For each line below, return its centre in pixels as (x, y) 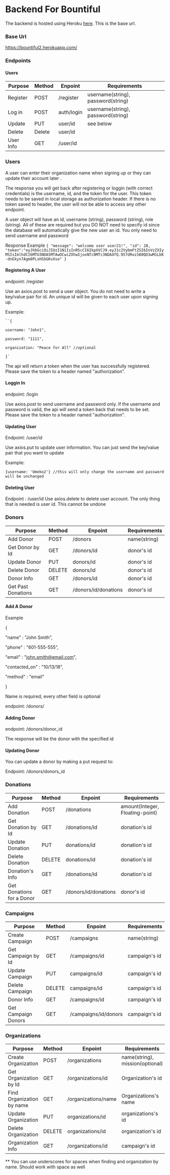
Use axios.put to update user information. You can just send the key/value (82, 447)
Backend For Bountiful (53, 9)
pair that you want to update (35, 453)
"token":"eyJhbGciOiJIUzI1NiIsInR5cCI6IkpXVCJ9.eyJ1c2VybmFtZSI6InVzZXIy (85, 250)
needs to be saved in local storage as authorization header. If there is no (80, 199)
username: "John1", (26, 330)
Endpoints (18, 61)
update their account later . (33, 178)
